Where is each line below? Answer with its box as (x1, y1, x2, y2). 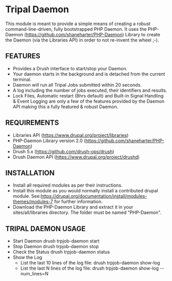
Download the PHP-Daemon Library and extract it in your (12, 204, 133, 210)
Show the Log (12, 254, 43, 260)
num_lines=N (20, 271, 49, 277)
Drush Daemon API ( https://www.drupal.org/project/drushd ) (12, 154, 140, 160)
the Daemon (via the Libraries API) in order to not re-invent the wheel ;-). (5, 37, 159, 43)
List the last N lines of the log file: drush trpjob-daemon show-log (20, 265, 159, 271)
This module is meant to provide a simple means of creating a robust (5, 21, 150, 27)
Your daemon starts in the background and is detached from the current (12, 71, 165, 77)
